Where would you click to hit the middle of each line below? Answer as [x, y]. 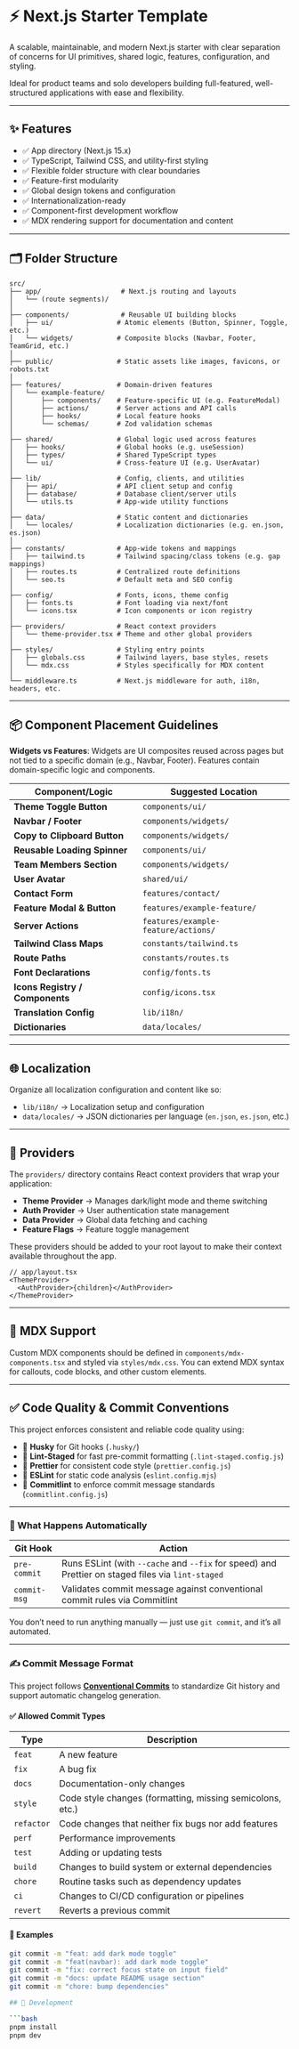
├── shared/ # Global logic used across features [133, 439]
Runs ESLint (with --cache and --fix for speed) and [170, 1563]
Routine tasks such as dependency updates [150, 1882]
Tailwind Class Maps [59, 944]
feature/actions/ [179, 931]
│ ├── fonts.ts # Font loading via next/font [119, 603]
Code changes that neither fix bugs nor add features [169, 1824]
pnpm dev [25, 2035]
